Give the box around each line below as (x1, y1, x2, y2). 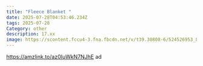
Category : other (6, 25, 47, 32)
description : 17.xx (6, 31, 56, 37)
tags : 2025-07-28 (6, 20, 50, 26)
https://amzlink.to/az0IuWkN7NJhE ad (6, 53, 102, 60)
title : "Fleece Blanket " (6, 8, 71, 15)
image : (6, 37, 23, 43)
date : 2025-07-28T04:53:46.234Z (6, 14, 88, 20)
